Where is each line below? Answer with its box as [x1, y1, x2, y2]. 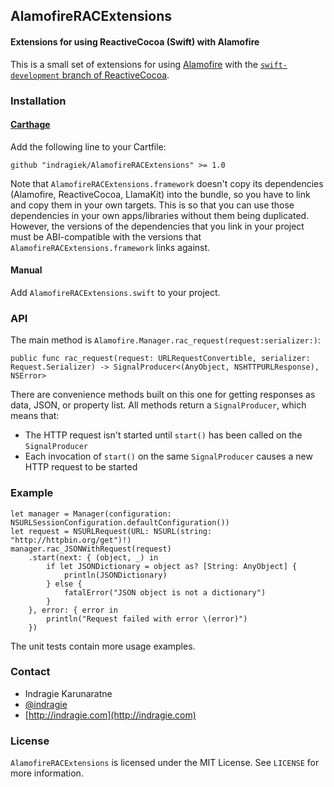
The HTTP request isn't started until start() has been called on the [24, 429, 303, 441]
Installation [10, 94, 67, 108]
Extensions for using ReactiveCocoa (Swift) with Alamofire [10, 35, 260, 48]
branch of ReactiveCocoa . [61, 69, 170, 81]
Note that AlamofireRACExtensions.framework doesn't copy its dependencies [10, 177, 324, 189]
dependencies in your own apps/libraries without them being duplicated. [10, 209, 310, 221]
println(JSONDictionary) [63, 570, 168, 580]
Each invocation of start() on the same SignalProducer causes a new [24, 450, 313, 463]
